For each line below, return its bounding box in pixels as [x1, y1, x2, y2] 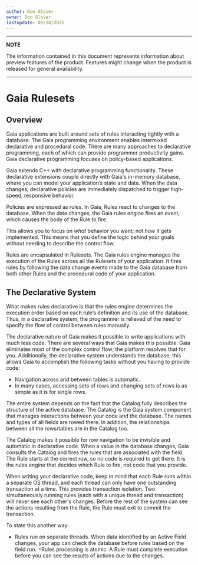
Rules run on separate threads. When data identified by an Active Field [14, 533, 187, 540]
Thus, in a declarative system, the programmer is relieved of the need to [6, 316, 181, 323]
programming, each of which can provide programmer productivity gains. [6, 149, 184, 156]
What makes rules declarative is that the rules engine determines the [6, 303, 173, 310]
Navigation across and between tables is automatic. [14, 376, 140, 383]
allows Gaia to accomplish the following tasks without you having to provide [6, 358, 190, 366]
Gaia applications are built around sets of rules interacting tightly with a [6, 130, 179, 137]
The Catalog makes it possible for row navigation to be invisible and [6, 436, 171, 444]
